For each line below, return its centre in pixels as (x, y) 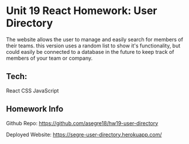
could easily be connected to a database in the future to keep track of (90, 52)
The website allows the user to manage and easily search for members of (94, 39)
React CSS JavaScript (32, 90)
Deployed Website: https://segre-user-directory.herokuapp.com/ (84, 134)
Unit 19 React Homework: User (82, 11)
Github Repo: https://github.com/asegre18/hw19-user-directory (82, 123)
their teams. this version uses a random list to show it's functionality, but (93, 46)
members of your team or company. (49, 58)
